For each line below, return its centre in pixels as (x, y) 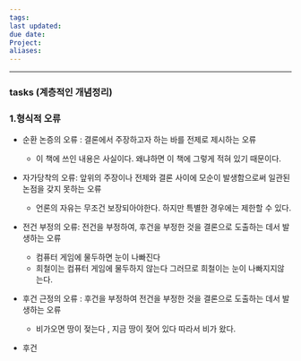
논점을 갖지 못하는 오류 (62, 189)
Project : (26, 43)
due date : (28, 34)
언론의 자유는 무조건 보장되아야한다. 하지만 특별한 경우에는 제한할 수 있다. (163, 208)
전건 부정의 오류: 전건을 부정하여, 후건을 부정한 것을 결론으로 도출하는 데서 (151, 227)
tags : (19, 17)
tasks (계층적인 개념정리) (61, 92)
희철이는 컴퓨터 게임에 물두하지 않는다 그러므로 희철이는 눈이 (141, 269)
